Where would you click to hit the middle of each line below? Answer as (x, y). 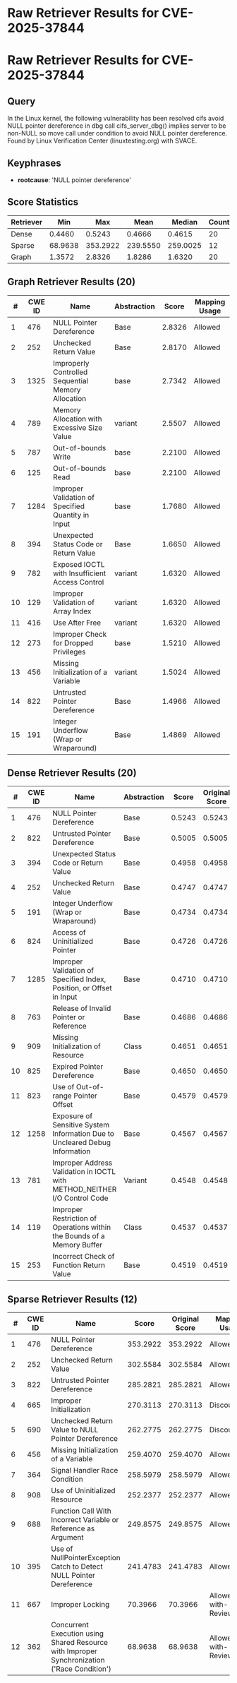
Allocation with (77, 419)
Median (185, 222)
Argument (67, 1538)
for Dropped (73, 642)
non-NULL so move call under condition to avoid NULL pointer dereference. (117, 133)
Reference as (73, 1528)
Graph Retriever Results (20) (72, 282)
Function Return (79, 1265)
